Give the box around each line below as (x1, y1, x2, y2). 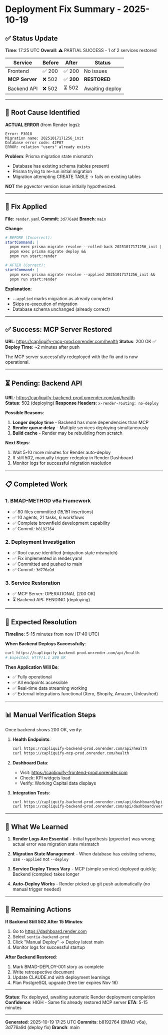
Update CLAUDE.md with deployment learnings (12, 974, 110, 980)
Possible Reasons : (5, 410, 44, 416)
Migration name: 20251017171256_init (5, 136, 84, 141)
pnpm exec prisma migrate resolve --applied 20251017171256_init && (9, 272, 155, 277)
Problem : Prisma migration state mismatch (5, 153, 93, 159)
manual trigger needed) (12, 886, 61, 892)
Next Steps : (5, 440, 30, 446)
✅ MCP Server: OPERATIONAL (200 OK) (12, 591, 96, 597)
